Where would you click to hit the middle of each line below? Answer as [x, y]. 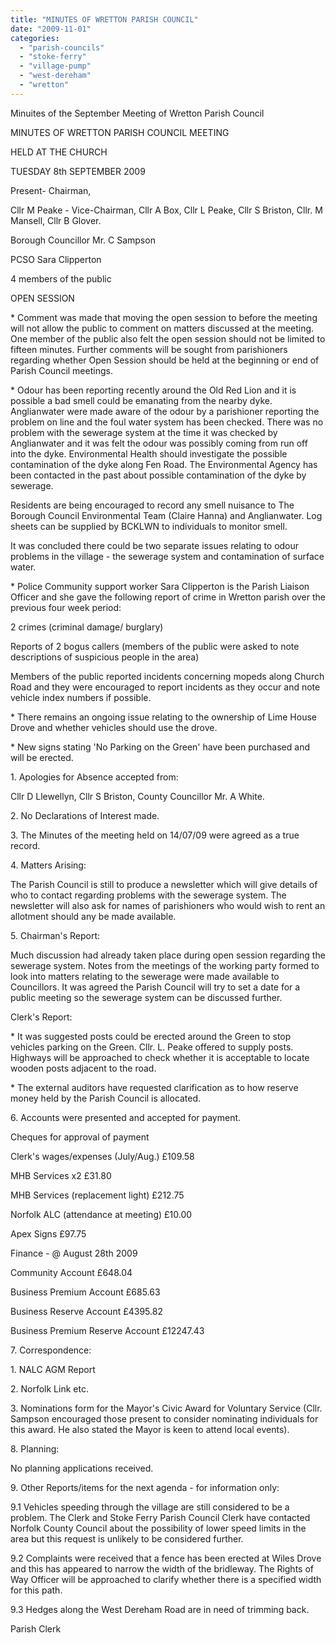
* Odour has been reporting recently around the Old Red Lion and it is [153, 390]
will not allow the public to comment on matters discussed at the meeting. [162, 328]
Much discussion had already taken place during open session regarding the [168, 955]
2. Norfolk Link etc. [49, 1388]
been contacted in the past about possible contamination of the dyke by [158, 475]
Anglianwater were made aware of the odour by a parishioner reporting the [165, 411]
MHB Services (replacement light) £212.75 [97, 1195]
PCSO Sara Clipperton [56, 259]
